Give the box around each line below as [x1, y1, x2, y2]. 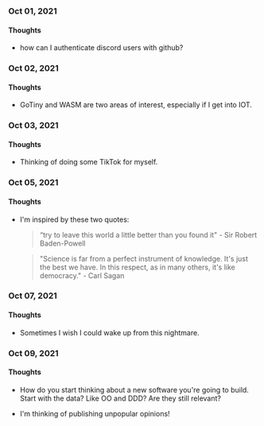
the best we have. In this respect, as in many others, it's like [39, 262, 236, 272]
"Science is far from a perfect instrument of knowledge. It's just [39, 254, 249, 263]
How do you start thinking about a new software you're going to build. [19, 385, 249, 394]
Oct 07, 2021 [8, 290, 57, 301]
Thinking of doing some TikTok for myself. [19, 157, 158, 167]
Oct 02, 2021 [8, 63, 59, 74]
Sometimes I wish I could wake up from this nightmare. [19, 327, 200, 337]
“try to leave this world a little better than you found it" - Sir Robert [39, 230, 258, 239]
